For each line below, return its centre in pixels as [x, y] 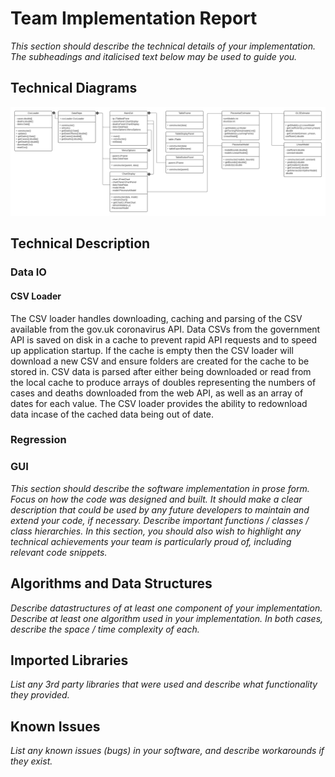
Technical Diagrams [74, 88]
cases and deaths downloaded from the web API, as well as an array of [157, 393]
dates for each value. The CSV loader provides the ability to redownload [159, 403]
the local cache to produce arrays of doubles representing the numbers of [163, 382]
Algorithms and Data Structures [111, 583]
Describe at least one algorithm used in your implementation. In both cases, [167, 618]
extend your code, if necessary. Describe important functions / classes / [160, 520]
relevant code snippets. [59, 552]
